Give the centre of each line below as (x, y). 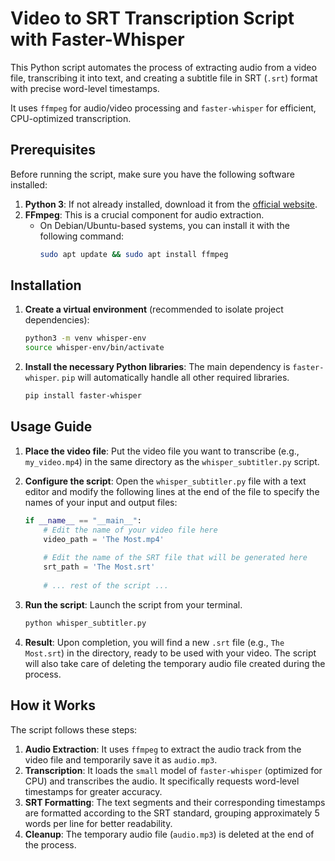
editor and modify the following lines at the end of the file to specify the (172, 491)
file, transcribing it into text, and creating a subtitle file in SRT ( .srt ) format (164, 78)
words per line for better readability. (98, 823)
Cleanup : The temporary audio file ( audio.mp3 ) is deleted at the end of (169, 834)
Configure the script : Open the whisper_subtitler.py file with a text (165, 481)
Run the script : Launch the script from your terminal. (133, 604)
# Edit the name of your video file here (130, 530)
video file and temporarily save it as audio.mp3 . (121, 759)
